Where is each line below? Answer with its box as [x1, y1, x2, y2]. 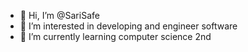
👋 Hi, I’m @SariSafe [19, 10, 100, 21]
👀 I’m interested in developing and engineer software [19, 20, 238, 32]
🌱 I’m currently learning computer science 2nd [19, 31, 212, 42]
